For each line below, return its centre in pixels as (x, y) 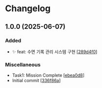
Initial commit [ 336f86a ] (36, 81)
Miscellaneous (23, 65)
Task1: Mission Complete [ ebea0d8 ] (48, 75)
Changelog (28, 9)
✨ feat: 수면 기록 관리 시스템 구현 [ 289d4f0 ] (55, 51)
